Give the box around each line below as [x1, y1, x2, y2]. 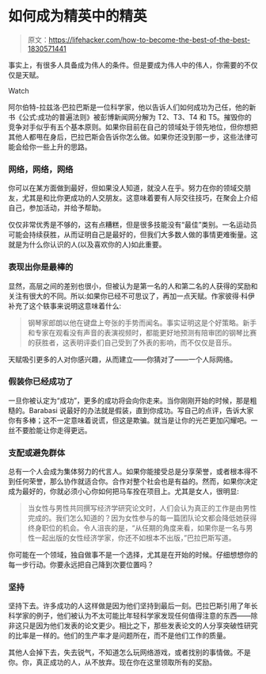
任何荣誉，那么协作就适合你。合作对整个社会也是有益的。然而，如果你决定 [14, 477, 258, 486]
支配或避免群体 [8, 447, 66, 458]
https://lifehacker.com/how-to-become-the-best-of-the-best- [48, 35, 251, 44]
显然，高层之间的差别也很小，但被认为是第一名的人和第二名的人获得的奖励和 [8, 281, 258, 290]
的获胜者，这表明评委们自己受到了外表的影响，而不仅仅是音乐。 [27, 338, 236, 347]
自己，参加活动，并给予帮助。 [8, 203, 105, 213]
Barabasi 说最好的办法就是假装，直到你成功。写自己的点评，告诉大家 [28, 405, 254, 415]
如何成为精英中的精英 [8, 7, 148, 25]
